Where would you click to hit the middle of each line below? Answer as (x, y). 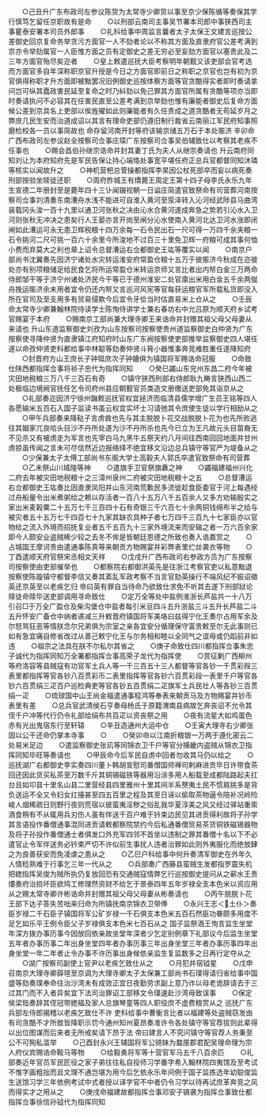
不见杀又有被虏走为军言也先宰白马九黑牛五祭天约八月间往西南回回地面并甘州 (133, 438)
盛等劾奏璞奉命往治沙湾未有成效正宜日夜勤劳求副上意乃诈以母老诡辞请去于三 (133, 983)
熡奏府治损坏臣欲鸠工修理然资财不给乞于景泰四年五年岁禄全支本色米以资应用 (133, 884)
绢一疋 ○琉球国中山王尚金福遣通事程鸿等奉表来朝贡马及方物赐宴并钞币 (130, 695)
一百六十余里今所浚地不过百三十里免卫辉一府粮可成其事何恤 (160, 239)
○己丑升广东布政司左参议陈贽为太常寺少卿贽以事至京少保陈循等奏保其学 (139, 11)
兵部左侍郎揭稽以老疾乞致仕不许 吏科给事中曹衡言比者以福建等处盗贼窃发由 (131, 1013)
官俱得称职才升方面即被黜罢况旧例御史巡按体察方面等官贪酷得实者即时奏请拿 (133, 81)
